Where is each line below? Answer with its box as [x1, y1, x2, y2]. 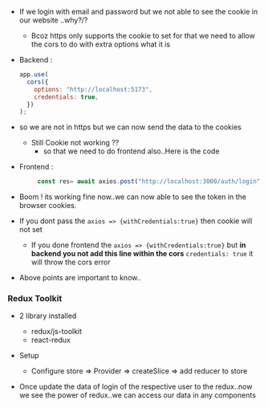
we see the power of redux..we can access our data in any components [18, 390, 256, 400]
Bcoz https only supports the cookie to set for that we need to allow [30, 31, 256, 40]
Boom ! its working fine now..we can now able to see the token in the [18, 192, 246, 202]
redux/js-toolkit [30, 327, 82, 337]
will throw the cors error [30, 257, 111, 267]
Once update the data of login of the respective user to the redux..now [18, 381, 253, 392]
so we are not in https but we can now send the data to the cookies [18, 122, 242, 132]
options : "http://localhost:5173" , [34, 85, 153, 93]
